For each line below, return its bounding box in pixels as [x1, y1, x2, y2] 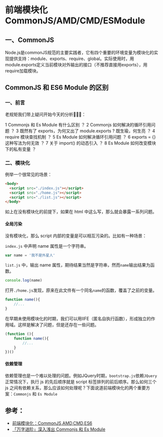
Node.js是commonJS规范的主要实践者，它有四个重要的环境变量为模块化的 [5, 50, 154, 55]
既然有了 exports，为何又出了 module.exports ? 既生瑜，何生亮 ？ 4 [19, 128, 155, 134]
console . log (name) [5, 278, 42, 283]
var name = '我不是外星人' [5, 253, 55, 258]
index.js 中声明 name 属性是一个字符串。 [5, 243, 89, 249]
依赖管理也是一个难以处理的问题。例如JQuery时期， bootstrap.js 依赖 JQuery [5, 373, 157, 378]
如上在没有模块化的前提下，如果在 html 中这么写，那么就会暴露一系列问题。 [5, 209, 157, 215]
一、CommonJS [5, 36, 54, 44]
